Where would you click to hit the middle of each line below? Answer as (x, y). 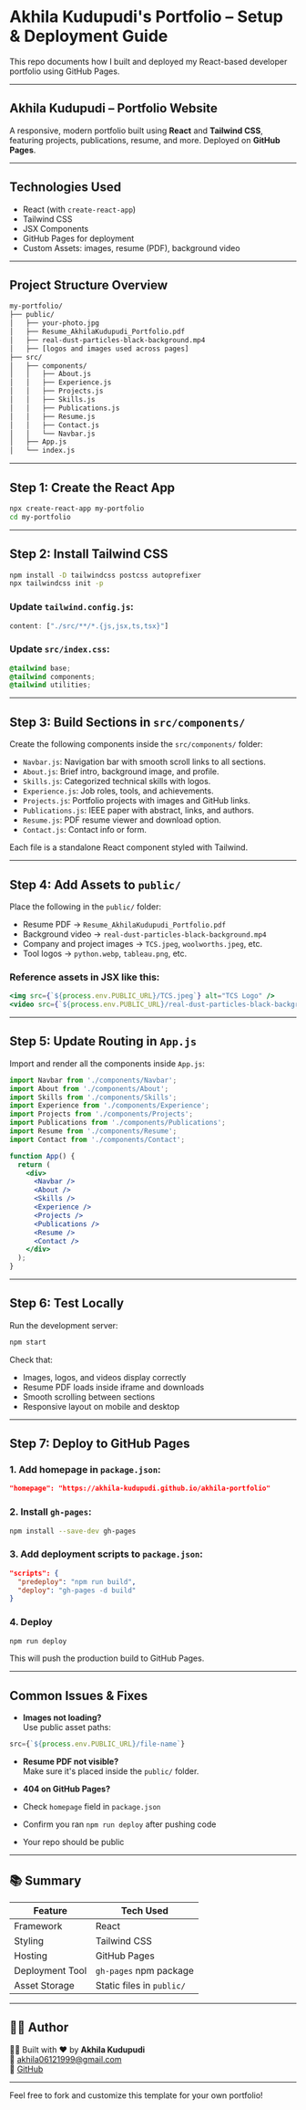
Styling (29, 1940)
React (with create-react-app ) (79, 209)
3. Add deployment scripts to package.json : (106, 1554)
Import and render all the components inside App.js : (107, 1063)
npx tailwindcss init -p (56, 583)
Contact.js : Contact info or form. (85, 830)
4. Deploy (31, 1622)
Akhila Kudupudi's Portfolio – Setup (147, 17)
